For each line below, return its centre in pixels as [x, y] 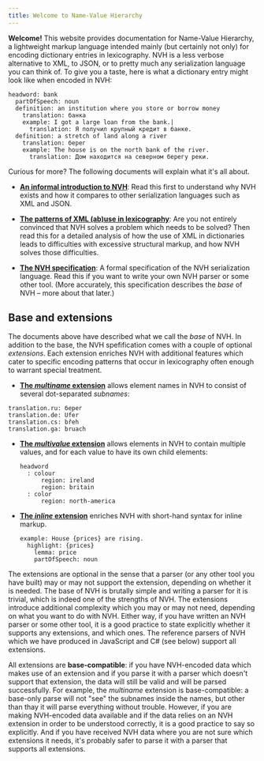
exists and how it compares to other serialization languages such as [130, 195]
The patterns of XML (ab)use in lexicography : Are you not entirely [128, 219]
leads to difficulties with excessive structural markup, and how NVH [130, 244]
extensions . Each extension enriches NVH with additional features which [126, 353]
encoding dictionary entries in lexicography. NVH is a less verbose [116, 55]
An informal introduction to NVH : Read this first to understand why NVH [138, 186]
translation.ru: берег [45, 409]
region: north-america [78, 501]
